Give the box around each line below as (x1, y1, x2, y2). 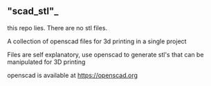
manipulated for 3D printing (7, 58, 86, 66)
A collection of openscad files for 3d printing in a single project (7, 37, 187, 45)
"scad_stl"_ (7, 6, 59, 17)
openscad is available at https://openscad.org (7, 71, 138, 79)
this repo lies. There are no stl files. (7, 23, 108, 32)
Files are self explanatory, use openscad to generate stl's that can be (7, 50, 204, 58)
